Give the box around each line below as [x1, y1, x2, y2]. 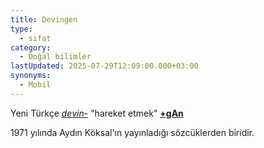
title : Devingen [10, 14, 78, 25]
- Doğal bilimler [19, 52, 92, 62]
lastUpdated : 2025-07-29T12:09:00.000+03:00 [10, 61, 199, 71]
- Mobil [19, 80, 52, 90]
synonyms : [10, 71, 52, 81]
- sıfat [19, 33, 52, 43]
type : [10, 24, 33, 34]
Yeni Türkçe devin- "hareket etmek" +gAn [10, 107, 184, 119]
